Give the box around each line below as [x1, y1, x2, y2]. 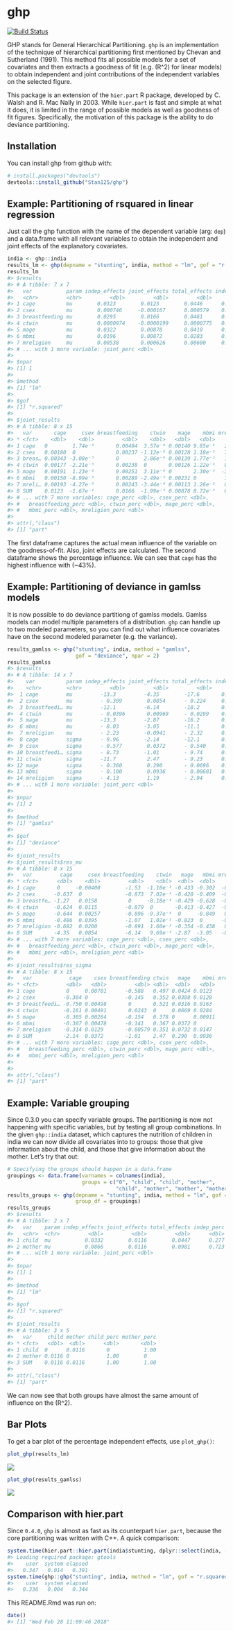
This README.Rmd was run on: [7, 1598, 97, 1607]
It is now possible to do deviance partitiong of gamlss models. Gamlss [7, 610, 207, 618]
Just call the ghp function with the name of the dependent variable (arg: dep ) [7, 227, 226, 236]
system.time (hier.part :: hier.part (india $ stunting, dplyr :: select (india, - [7, 1548, 228, 1555]
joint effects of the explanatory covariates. [7, 242, 128, 250]
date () [7, 1612, 26, 1619]
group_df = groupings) [75, 1198, 141, 1205]
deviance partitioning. [7, 120, 69, 128]
